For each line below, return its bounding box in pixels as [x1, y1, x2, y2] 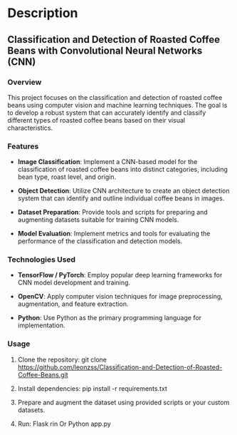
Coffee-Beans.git [17, 370, 69, 379]
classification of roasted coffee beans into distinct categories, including [17, 165, 228, 174]
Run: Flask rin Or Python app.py [17, 419, 112, 428]
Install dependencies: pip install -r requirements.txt [17, 384, 167, 393]
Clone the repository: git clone [17, 355, 107, 364]
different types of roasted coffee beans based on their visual [7, 116, 186, 124]
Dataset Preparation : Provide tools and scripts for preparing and [17, 208, 208, 217]
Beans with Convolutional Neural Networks [7, 44, 203, 56]
